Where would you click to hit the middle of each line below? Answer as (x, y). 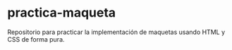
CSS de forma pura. (36, 39)
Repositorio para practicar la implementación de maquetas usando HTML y (116, 32)
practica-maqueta (62, 13)
